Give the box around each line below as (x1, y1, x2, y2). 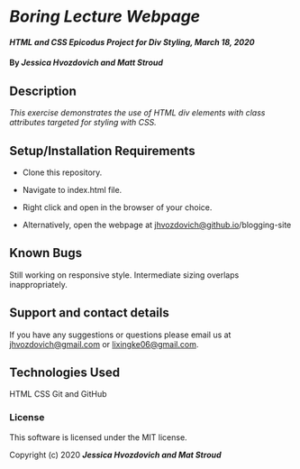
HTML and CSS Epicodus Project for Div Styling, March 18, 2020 (9, 36, 255, 47)
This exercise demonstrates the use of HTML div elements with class (9, 107, 266, 118)
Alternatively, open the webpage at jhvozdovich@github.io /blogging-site (22, 219, 292, 230)
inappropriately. (9, 279, 68, 290)
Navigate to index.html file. (22, 185, 123, 195)
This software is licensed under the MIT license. (9, 431, 187, 443)
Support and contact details (9, 305, 169, 321)
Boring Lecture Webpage (9, 6, 201, 27)
